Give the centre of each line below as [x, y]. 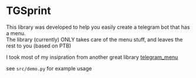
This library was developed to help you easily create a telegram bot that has [98, 27]
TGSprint [29, 11]
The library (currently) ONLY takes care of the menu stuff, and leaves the [94, 39]
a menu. [16, 33]
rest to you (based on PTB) [39, 46]
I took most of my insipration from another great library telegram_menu [92, 57]
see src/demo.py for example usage [49, 68]
